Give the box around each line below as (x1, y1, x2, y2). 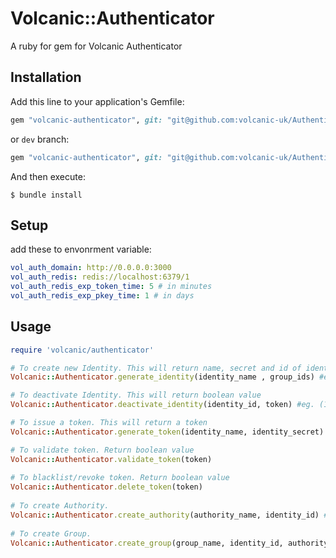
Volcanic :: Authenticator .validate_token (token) (10, 454, 213, 464)
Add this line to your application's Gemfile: (10, 95, 185, 107)
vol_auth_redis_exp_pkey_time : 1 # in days (10, 290, 195, 301)
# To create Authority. (10, 501, 110, 511)
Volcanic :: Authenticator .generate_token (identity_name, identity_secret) (10, 427, 325, 437)
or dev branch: (10, 133, 70, 145)
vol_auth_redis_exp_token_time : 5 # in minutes (10, 282, 213, 292)
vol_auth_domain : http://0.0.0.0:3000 (10, 263, 172, 273)
